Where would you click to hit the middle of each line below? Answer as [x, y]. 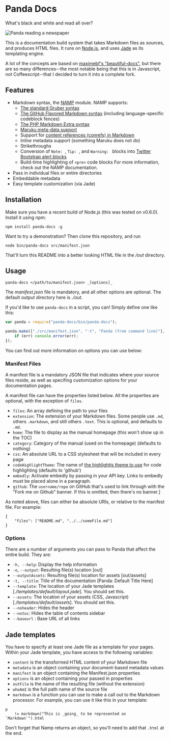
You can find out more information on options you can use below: [74, 350]
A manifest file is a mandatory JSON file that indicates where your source [82, 375]
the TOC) [22, 438]
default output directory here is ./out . [44, 297]
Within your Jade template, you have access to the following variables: [79, 652]
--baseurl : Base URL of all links [46, 619]
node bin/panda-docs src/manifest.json [48, 245]
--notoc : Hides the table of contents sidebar [59, 613]
